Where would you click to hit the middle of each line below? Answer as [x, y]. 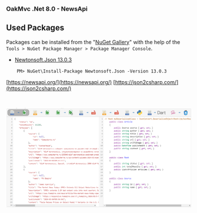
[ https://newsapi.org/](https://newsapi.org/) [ [61, 82]
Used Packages [35, 28]
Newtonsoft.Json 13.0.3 [43, 59]
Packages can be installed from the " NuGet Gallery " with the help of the [93, 42]
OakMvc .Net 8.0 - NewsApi [47, 9]
